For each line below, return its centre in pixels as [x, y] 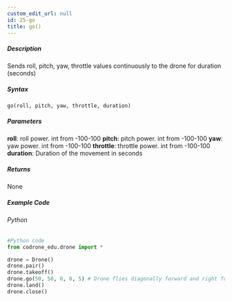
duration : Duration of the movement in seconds [75, 154]
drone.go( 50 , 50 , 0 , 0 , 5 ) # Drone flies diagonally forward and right [112, 279]
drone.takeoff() [30, 273]
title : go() [24, 26]
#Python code [26, 240]
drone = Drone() [30, 259]
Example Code [29, 202]
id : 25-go [21, 20]
